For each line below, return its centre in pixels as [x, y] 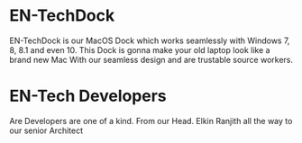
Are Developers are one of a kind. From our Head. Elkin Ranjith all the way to [151, 121]
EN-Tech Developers [88, 96]
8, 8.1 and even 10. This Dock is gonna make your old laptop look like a [140, 49]
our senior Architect [46, 130]
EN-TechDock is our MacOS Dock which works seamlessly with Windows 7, [150, 40]
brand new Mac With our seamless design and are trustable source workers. [151, 59]
